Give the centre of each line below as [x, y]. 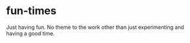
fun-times [31, 11]
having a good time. [31, 33]
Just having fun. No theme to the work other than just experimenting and [95, 27]
